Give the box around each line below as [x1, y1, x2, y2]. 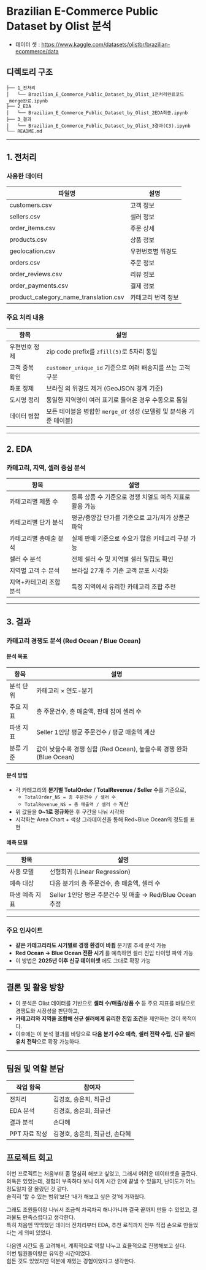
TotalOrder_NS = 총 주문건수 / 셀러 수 [24, 794, 116, 800]
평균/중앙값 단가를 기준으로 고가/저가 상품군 [71, 514, 190, 522]
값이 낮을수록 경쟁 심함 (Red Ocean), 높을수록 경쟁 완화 [36, 745, 188, 753]
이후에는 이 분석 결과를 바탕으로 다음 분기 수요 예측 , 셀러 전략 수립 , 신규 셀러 [15, 1030, 195, 1038]
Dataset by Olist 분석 [6, 20, 112, 33]
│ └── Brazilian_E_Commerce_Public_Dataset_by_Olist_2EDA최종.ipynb [6, 109, 188, 116]
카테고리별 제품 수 [9, 497, 58, 506]
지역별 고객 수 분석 [9, 567, 60, 575]
